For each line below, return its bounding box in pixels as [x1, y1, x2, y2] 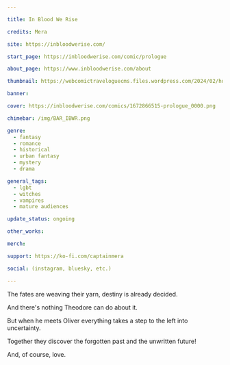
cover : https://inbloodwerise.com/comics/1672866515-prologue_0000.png [7, 103, 216, 110]
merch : [7, 240, 26, 247]
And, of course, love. [7, 350, 66, 358]
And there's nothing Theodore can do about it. [7, 303, 138, 312]
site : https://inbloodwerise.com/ [7, 40, 106, 48]
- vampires [13, 197, 44, 204]
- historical [13, 147, 51, 153]
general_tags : [7, 177, 48, 185]
